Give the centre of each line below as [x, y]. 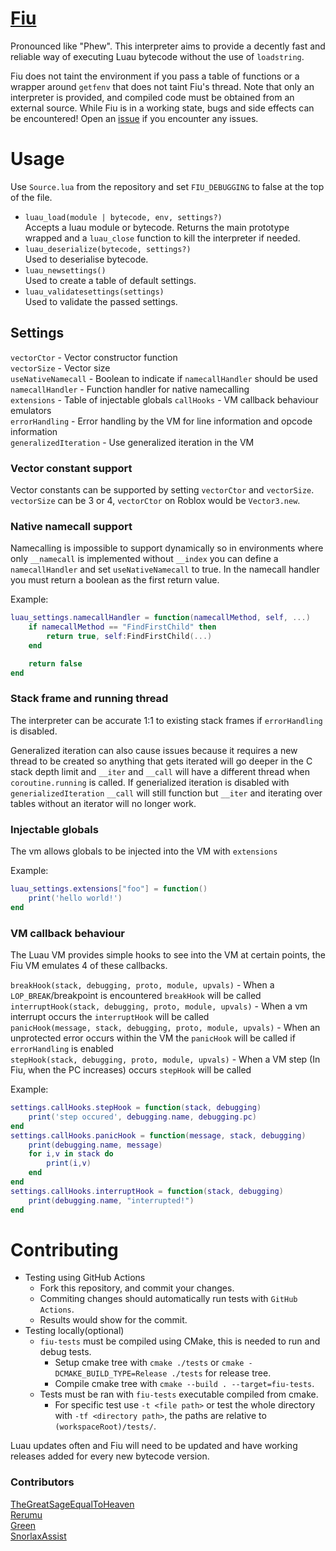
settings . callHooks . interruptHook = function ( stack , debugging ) [147, 1191]
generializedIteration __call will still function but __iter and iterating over [166, 793]
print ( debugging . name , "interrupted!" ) [111, 1200]
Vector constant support [71, 468]
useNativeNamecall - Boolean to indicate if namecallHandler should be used [164, 378]
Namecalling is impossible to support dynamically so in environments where [167, 548]
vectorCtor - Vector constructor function [94, 357]
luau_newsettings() [65, 270]
